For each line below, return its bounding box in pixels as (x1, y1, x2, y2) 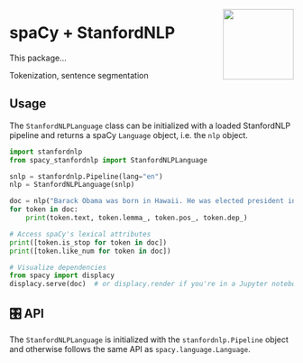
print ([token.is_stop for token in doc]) (9, 237, 168, 247)
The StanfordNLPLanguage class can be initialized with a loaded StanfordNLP (9, 120, 291, 131)
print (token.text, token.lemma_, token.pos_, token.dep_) (25, 213, 248, 222)
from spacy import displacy (9, 271, 115, 280)
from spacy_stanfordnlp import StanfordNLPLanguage (9, 155, 207, 164)
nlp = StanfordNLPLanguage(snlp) (9, 181, 135, 190)
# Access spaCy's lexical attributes (9, 229, 151, 238)
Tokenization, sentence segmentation (9, 70, 149, 80)
